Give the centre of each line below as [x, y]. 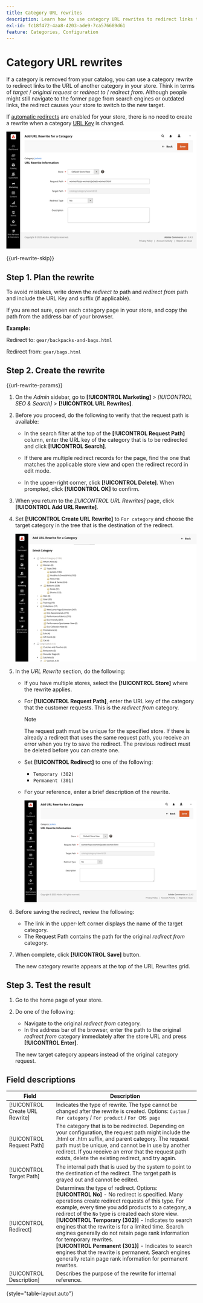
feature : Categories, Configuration [52, 32]
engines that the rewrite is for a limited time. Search [120, 1226]
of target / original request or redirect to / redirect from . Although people [97, 92]
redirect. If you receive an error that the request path [121, 1152]
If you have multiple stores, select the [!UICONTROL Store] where [106, 683]
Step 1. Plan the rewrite [50, 277]
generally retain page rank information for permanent [122, 1258]
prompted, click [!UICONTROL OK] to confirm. [82, 489]
